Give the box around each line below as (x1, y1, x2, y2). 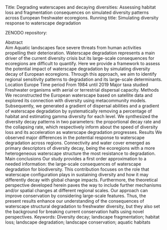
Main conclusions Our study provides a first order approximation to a (5, 156, 147, 161)
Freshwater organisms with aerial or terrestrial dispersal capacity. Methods (5, 87, 159, 93)
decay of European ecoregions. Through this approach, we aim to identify (5, 71, 157, 77)
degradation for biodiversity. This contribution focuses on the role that (5, 166, 150, 172)
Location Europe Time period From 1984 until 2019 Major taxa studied (5, 82, 149, 88)
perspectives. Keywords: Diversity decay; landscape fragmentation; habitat (5, 214, 160, 220)
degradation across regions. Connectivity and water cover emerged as (5, 140, 151, 146)
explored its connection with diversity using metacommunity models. (5, 98, 147, 104)
